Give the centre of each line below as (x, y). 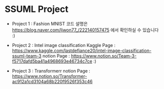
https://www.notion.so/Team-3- (104, 55)
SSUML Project (37, 9)
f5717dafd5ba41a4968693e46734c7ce (52, 61)
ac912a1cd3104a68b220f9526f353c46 (52, 81)
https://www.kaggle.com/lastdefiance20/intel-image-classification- (81, 50)
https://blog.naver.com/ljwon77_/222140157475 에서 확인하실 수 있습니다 (85, 30)
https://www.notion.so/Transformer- (49, 76)
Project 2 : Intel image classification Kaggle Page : (64, 45)
